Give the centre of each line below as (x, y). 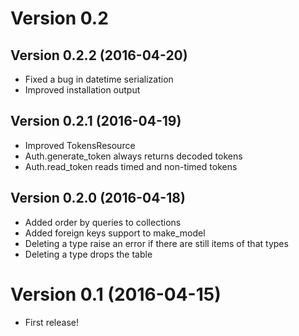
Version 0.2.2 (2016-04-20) (99, 55)
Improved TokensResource (80, 145)
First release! (51, 322)
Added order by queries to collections (103, 222)
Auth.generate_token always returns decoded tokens (133, 156)
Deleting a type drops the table (88, 254)
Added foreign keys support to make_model (115, 233)
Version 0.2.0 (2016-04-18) (98, 198)
